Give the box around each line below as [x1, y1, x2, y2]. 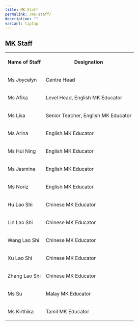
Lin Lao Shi [7, 219, 33, 226]
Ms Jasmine [7, 166, 36, 173]
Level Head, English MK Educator [46, 94, 123, 101]
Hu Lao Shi [7, 201, 33, 208]
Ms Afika [7, 94, 28, 101]
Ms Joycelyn [7, 77, 37, 84]
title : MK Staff [5, 7, 38, 12]
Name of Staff [7, 59, 41, 65]
